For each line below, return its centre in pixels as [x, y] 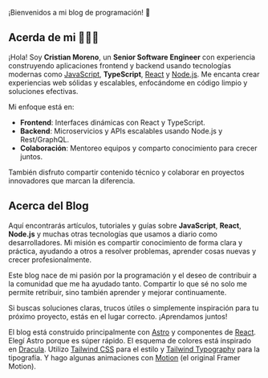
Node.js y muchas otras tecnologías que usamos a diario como [113, 234]
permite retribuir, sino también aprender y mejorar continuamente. [118, 292]
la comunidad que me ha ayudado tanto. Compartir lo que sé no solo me [128, 283]
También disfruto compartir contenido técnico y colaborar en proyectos [126, 172]
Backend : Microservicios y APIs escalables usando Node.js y [121, 131]
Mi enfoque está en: [41, 107]
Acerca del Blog [49, 206]
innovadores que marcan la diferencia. [72, 180]
